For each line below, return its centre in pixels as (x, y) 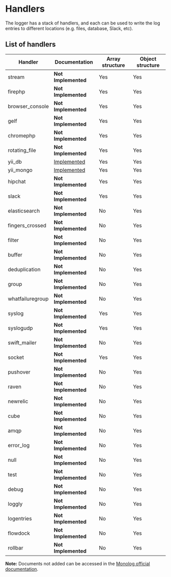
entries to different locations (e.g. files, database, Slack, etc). (69, 28)
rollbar (16, 547)
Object (148, 59)
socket (16, 357)
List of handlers (31, 45)
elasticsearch (24, 211)
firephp (17, 91)
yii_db (15, 162)
